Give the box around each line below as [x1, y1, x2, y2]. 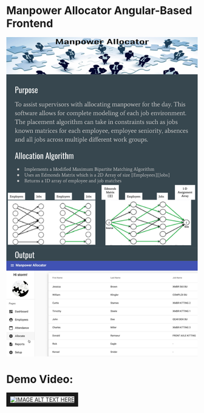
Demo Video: [6, 372, 73, 386]
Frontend [6, 16, 53, 30]
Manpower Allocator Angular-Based [6, 4, 192, 18]
